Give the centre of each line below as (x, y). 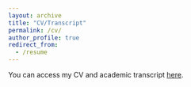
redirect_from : (33, 45)
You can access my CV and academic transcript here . (96, 75)
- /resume (31, 52)
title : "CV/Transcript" (48, 23)
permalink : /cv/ (35, 30)
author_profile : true (44, 38)
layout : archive (35, 15)
